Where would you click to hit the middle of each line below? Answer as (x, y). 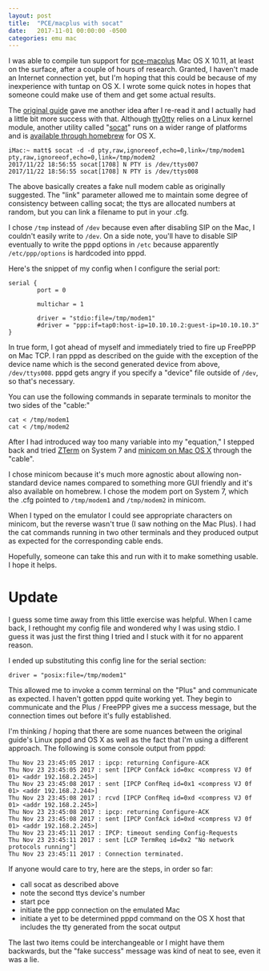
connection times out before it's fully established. (90, 716)
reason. (21, 645)
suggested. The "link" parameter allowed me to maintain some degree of (128, 195)
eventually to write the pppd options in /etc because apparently (114, 244)
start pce (35, 901)
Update (33, 597)
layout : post (30, 16)
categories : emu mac (43, 38)
